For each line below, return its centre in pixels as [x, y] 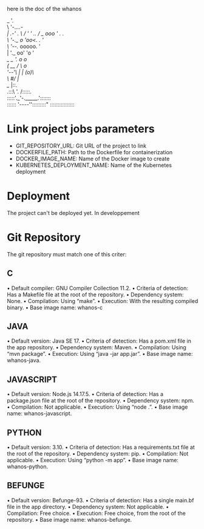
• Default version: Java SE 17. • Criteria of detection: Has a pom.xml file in [99, 341]
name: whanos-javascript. [39, 414]
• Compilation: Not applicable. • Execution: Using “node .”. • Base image [97, 407]
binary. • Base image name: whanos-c [55, 307]
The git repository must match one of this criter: [67, 254]
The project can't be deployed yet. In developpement [73, 213]
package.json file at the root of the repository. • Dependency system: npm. [101, 401]
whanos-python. [28, 466]
